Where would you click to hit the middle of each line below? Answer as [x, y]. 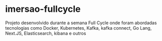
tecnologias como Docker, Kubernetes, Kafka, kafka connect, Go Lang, [78, 28]
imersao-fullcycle [43, 9]
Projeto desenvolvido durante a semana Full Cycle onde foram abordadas [81, 23]
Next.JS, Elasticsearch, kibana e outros [46, 33]
